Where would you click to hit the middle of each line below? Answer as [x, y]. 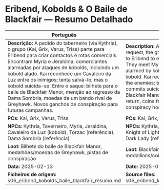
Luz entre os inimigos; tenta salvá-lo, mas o [58, 80]
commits [135, 89]
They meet [138, 64]
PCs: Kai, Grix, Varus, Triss [38, 118]
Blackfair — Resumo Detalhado [69, 19]
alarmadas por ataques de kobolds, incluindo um [63, 67]
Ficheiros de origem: [32, 174]
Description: [140, 46]
